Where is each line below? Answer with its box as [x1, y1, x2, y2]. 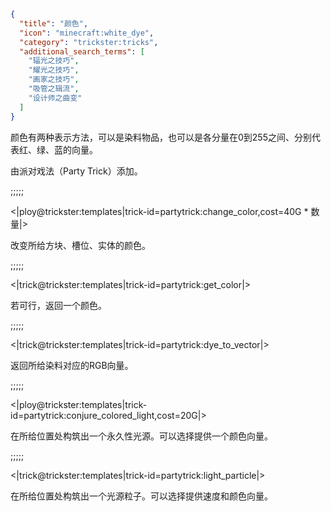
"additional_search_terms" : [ [19, 46, 145, 57]
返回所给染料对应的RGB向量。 [10, 359, 134, 371]
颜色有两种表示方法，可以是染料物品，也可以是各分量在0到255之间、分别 [10, 131, 312, 143]
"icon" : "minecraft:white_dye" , [19, 28, 155, 38]
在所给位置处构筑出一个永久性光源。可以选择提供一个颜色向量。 [10, 430, 273, 442]
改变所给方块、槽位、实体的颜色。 [10, 239, 151, 251]
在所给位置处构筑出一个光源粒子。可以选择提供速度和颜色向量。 [10, 490, 273, 502]
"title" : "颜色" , [19, 18, 89, 29]
